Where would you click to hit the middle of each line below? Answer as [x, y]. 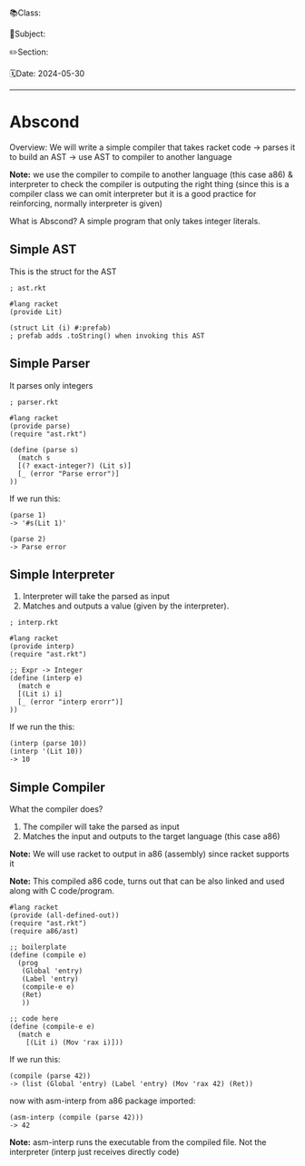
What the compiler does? [56, 809]
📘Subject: [28, 34]
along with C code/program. [62, 891]
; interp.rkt [34, 623]
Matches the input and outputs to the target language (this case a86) [151, 836]
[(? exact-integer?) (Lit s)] [74, 466]
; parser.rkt [34, 402]
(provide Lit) [36, 311]
